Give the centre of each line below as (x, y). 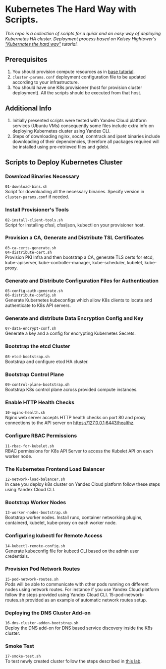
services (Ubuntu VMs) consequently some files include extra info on (83, 126)
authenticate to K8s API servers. (38, 305)
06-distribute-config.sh (31, 296)
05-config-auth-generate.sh (34, 291)
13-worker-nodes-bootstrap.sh (36, 513)
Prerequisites (26, 60)
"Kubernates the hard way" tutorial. (42, 44)
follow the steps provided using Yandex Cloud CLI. (56, 595)
